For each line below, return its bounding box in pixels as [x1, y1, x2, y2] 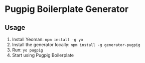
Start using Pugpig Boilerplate [12, 52, 74, 58]
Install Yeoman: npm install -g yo [12, 36, 83, 42]
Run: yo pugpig [12, 47, 43, 53]
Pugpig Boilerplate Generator [5, 3, 129, 15]
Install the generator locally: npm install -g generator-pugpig [12, 42, 141, 48]
